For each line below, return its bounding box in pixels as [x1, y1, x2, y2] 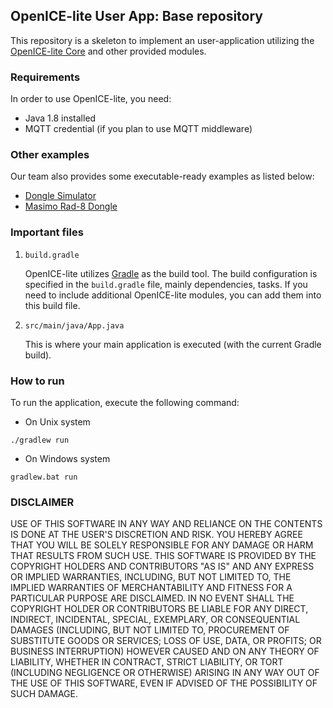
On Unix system [24, 416, 91, 428]
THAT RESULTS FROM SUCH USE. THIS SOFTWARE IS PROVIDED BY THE [10, 550, 317, 562]
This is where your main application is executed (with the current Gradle [24, 338, 322, 350]
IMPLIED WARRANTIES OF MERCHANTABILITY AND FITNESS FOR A [10, 582, 293, 594]
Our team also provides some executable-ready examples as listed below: [10, 170, 315, 183]
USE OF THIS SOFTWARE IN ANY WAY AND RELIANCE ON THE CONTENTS [10, 518, 323, 530]
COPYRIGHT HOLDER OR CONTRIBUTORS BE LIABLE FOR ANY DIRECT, [10, 603, 309, 615]
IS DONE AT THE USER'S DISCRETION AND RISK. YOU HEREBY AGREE [10, 529, 303, 541]
